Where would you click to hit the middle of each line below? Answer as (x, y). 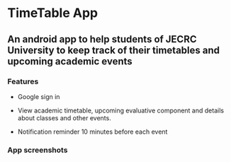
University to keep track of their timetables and (114, 50)
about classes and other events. (64, 117)
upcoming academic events (70, 61)
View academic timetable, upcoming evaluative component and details (121, 110)
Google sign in (39, 96)
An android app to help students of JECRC (102, 39)
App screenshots (38, 150)
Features (23, 81)
